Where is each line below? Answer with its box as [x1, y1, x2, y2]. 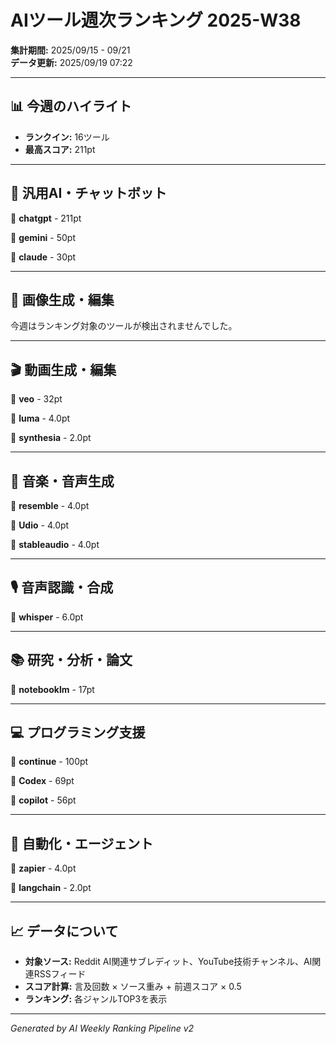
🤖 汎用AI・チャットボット [10, 185, 168, 202]
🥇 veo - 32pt [10, 393, 63, 405]
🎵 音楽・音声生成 [10, 472, 115, 490]
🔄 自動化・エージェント [10, 835, 154, 852]
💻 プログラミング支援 [10, 724, 146, 741]
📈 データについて [10, 922, 119, 940]
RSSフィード [33, 968, 87, 980]
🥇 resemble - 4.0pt [10, 500, 90, 511]
